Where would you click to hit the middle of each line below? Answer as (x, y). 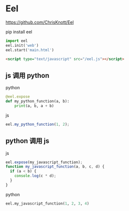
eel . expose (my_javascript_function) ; (44, 162)
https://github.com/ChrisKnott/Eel (40, 22)
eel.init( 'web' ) (22, 45)
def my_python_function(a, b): (38, 102)
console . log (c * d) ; (35, 176)
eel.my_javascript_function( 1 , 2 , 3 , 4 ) (48, 203)
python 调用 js (27, 141)
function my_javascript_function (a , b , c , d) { (55, 167)
